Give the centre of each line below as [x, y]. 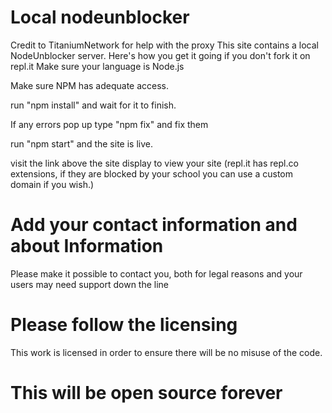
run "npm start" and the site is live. [81, 143]
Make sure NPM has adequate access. [90, 85]
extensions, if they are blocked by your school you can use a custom [152, 173]
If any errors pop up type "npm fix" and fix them [109, 124]
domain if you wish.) [52, 184]
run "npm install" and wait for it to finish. [93, 105]
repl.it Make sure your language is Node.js [97, 66]
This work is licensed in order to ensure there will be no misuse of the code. [166, 352]
